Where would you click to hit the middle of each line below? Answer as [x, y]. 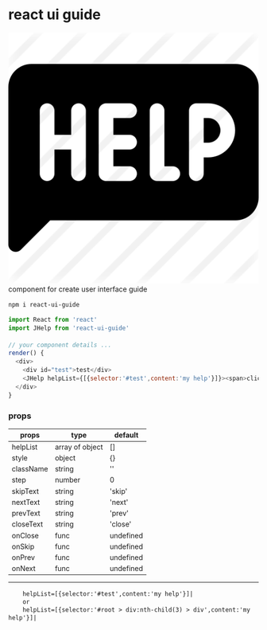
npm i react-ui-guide [44, 304]
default [126, 435]
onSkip [23, 546]
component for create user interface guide [78, 289]
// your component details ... [60, 345]
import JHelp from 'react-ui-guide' [69, 328]
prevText [26, 513]
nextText [26, 502]
